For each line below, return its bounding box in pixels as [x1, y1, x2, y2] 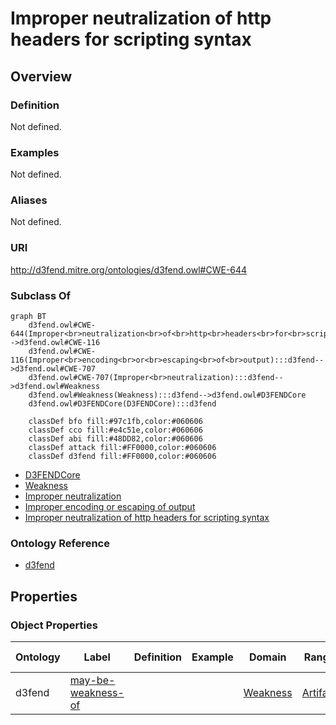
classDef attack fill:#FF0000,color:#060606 [28, 443, 217, 453]
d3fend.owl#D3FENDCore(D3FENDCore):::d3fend [28, 399, 217, 409]
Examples [10, 145, 60, 159]
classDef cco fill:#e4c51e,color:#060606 [28, 425, 203, 436]
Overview [10, 68, 73, 85]
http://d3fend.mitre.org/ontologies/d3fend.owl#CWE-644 [10, 263, 248, 276]
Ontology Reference [10, 536, 110, 550]
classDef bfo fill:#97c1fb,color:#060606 [28, 417, 203, 427]
